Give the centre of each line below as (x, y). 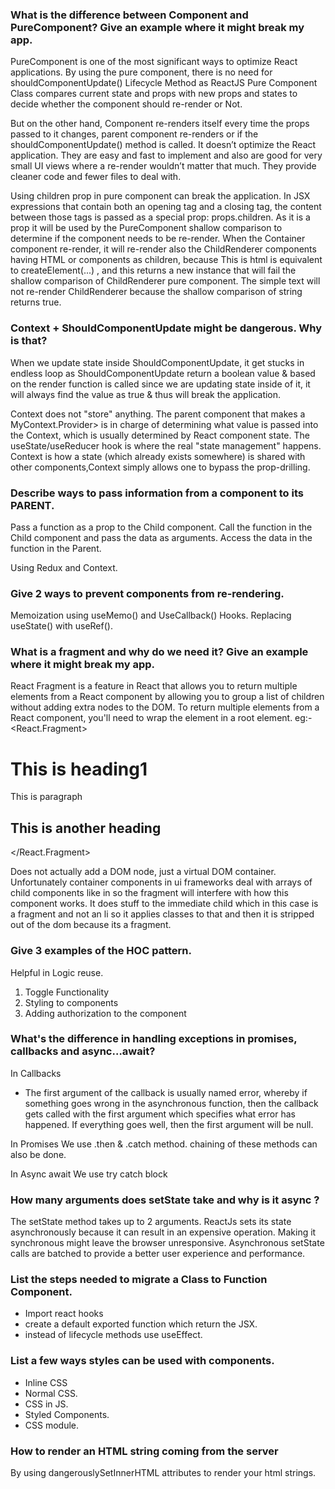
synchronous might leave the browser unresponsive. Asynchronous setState (167, 1243)
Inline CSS (46, 1382)
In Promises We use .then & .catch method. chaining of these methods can (164, 1144)
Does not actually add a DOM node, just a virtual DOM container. (143, 872)
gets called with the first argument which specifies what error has (160, 1114)
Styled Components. (67, 1414)
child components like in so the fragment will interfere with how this (149, 893)
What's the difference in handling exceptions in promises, (154, 1039)
